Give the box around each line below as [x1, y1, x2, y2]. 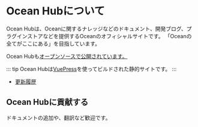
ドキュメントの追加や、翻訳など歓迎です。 [6, 114, 111, 121]
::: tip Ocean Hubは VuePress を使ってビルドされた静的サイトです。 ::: [6, 65, 177, 72]
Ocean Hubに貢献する [6, 97, 89, 107]
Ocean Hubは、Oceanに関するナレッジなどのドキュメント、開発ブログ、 [6, 25, 187, 32]
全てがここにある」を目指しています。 [6, 40, 101, 47]
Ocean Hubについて [6, 4, 105, 18]
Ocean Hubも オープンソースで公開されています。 [6, 52, 128, 60]
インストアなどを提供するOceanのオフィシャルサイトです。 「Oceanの [16, 32, 192, 39]
